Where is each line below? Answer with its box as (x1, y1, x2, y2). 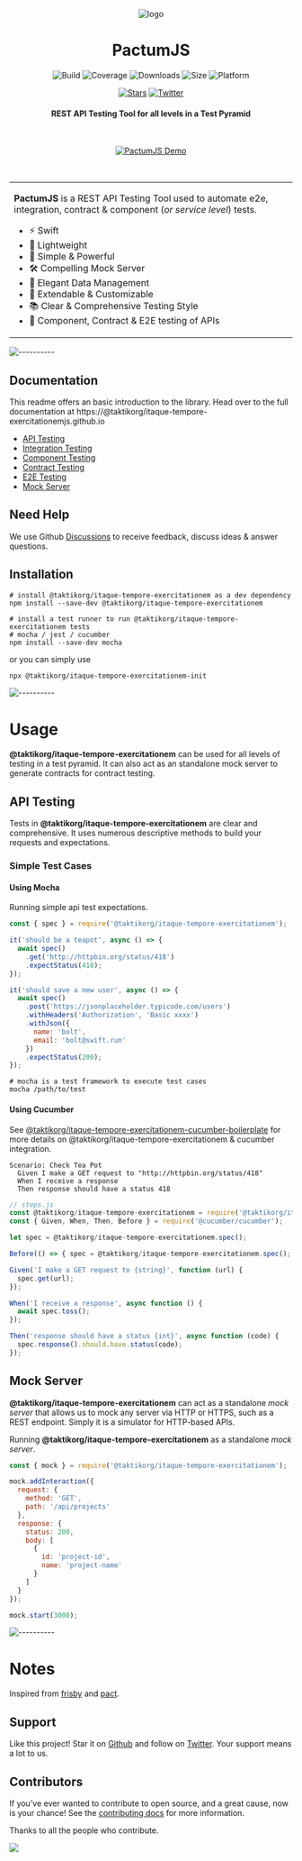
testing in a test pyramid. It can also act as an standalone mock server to (9, 758, 279, 770)
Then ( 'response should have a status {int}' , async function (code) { (9, 1332, 280, 1341)
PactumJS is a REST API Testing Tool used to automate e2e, (13, 192, 269, 205)
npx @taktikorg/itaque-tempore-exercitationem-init (9, 671, 207, 680)
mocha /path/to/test (9, 1085, 87, 1094)
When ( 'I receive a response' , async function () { (9, 1299, 203, 1308)
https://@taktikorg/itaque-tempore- (75, 406, 208, 416)
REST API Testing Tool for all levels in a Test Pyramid (50, 108, 252, 119)
